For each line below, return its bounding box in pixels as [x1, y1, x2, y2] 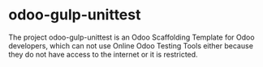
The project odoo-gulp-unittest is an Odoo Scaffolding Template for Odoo [8, 32, 255, 42]
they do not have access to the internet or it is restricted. [8, 49, 198, 59]
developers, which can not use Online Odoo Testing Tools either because [8, 40, 254, 50]
